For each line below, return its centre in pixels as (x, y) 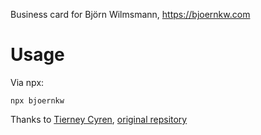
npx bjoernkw (37, 100)
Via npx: (27, 82)
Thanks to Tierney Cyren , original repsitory (99, 119)
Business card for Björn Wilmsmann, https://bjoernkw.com (130, 14)
